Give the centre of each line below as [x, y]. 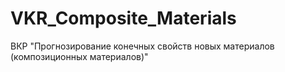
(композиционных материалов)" [79, 56]
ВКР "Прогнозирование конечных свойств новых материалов [142, 46]
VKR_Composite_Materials [123, 18]
